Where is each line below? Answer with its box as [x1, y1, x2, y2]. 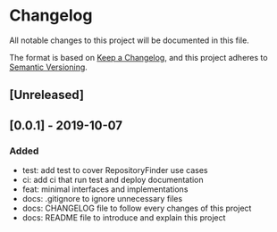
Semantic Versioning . [9, 62, 88, 72]
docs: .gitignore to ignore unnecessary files [21, 194, 183, 204]
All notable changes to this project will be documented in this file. [9, 35, 250, 46]
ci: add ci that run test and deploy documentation [21, 175, 204, 186]
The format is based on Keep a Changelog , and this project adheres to [9, 52, 268, 62]
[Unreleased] [9, 87, 85, 103]
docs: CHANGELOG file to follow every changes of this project [21, 203, 252, 214]
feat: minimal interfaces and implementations [21, 184, 189, 195]
